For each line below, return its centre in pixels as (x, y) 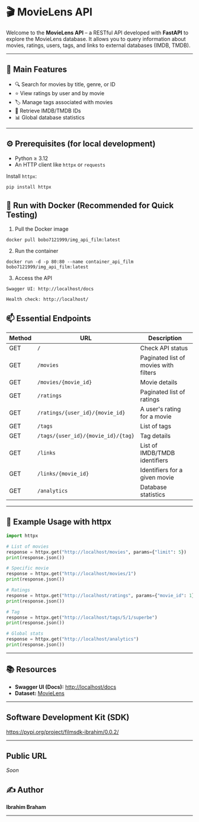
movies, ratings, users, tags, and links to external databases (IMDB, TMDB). (98, 45)
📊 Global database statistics (49, 117)
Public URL (27, 756)
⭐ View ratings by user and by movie (60, 93)
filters (148, 373)
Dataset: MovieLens (40, 693)
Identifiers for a (161, 470)
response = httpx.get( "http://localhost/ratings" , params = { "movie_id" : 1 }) (102, 595)
